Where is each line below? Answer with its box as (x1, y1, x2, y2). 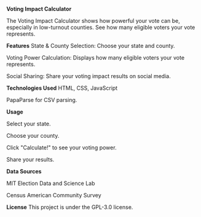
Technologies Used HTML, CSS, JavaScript (6, 84, 118, 92)
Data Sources (6, 168, 42, 175)
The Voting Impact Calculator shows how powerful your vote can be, (6, 17, 180, 24)
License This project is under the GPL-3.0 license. (6, 203, 133, 211)
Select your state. (6, 120, 51, 127)
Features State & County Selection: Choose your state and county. (6, 42, 175, 49)
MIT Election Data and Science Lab (6, 180, 95, 187)
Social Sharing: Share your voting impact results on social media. (6, 73, 171, 79)
